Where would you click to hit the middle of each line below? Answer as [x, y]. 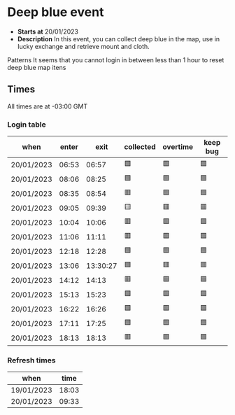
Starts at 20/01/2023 [48, 31]
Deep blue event [56, 12]
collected [140, 147]
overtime [178, 147]
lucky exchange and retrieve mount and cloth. [84, 46]
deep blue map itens [37, 67]
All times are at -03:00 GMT [48, 106]
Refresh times [31, 360]
